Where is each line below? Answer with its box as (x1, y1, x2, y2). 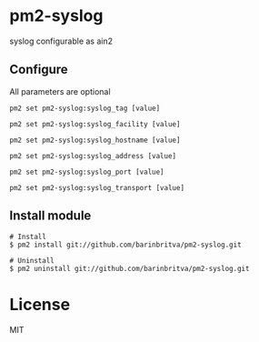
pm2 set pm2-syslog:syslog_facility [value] (9, 119, 181, 128)
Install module (9, 208, 92, 224)
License (9, 294, 71, 315)
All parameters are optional (9, 85, 111, 96)
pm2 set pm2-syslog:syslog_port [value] (9, 167, 165, 176)
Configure (9, 62, 68, 77)
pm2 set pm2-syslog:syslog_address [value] (9, 151, 177, 160)
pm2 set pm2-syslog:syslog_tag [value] (9, 104, 161, 113)
